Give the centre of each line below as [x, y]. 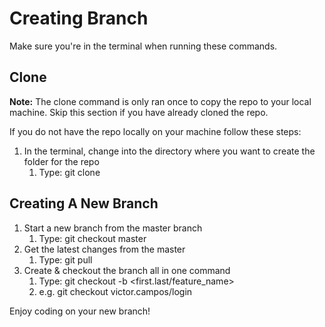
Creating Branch [79, 18]
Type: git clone [69, 172]
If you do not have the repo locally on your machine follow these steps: [155, 131]
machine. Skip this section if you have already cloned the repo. [139, 112]
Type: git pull [65, 259]
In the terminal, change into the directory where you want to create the [169, 151]
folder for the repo [61, 161]
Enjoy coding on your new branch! [80, 311]
